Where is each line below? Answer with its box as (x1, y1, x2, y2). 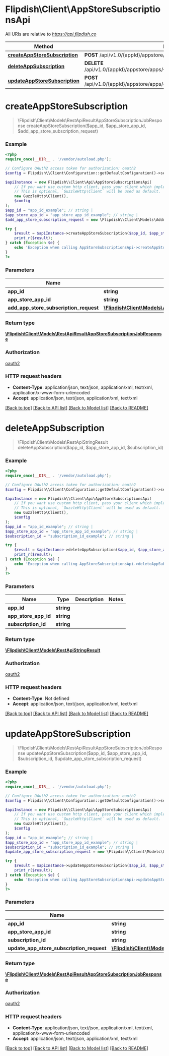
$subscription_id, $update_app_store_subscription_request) (17, 755, 142, 761)
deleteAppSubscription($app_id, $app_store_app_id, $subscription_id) (17, 444, 163, 450)
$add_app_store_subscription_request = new (5, 217, 98, 222)
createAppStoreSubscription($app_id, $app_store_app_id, (26, 123, 146, 129)
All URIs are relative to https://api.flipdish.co (5, 31, 97, 37)
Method (34, 43, 53, 50)
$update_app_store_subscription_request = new (5, 849, 105, 854)
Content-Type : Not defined (12, 695, 69, 701)
